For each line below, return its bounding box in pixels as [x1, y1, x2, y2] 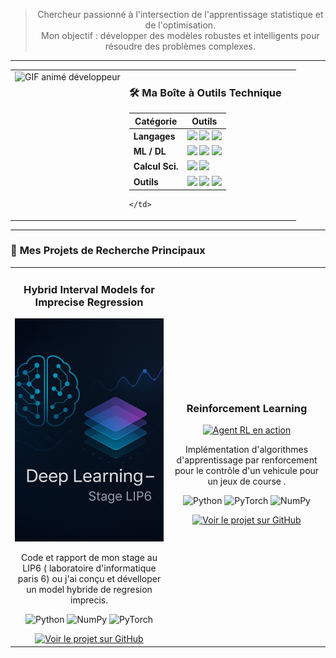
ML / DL [133, 145, 167, 158]
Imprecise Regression [34, 295, 144, 309]
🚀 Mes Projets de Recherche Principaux [10, 244, 206, 258]
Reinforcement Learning [186, 401, 308, 415]
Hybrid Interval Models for [23, 282, 155, 296]
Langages [133, 130, 176, 142]
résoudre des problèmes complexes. [104, 40, 257, 52]
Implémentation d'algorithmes [184, 444, 309, 456]
